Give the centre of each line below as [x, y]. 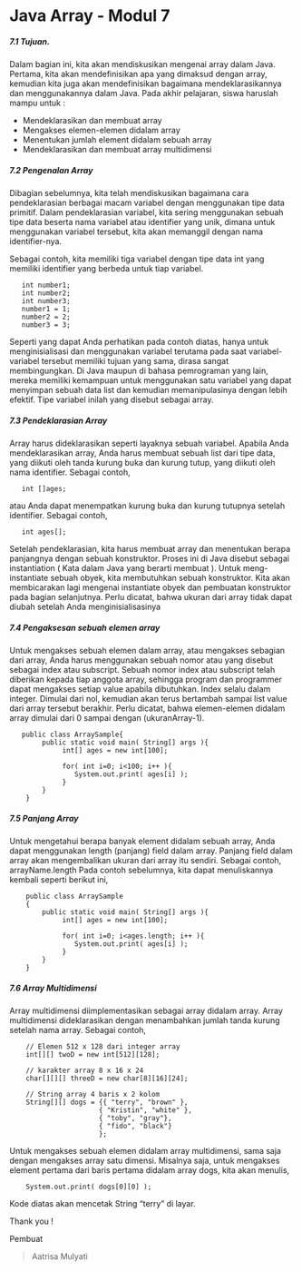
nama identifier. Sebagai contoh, [70, 472]
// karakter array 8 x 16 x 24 [85, 1070]
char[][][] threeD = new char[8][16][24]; [107, 1079]
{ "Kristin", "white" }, [146, 1110]
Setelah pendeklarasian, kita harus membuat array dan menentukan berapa [150, 549]
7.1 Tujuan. [29, 41]
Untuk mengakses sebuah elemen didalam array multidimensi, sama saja [145, 1151]
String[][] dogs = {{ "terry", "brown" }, [107, 1102]
